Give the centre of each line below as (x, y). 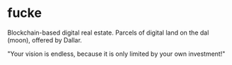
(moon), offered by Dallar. (45, 40)
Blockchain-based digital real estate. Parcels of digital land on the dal (108, 32)
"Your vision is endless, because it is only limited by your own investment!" (116, 54)
